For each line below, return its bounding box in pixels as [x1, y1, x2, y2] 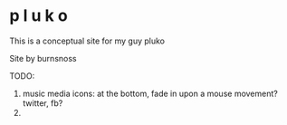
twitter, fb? [22, 97, 63, 109]
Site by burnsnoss [9, 53, 77, 63]
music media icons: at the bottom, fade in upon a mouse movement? [22, 88, 278, 99]
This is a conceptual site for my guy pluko [9, 35, 166, 46]
